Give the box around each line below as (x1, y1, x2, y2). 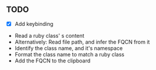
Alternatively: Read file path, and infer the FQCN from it (14, 38, 150, 45)
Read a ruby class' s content (14, 32, 85, 39)
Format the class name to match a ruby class (14, 51, 125, 58)
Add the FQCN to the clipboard (14, 57, 91, 64)
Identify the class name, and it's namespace (14, 44, 123, 52)
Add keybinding (14, 20, 53, 27)
